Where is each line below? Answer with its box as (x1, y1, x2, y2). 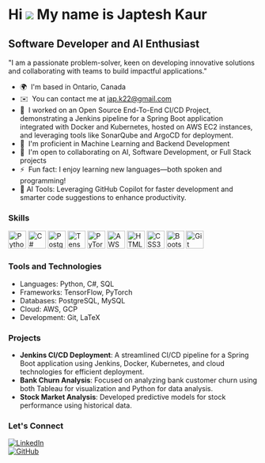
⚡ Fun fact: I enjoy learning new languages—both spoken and (19, 164, 222, 174)
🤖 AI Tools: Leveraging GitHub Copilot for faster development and (19, 184, 233, 194)
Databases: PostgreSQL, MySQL (19, 295, 126, 305)
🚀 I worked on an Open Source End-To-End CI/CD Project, (19, 105, 211, 115)
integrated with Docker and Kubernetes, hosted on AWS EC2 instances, (19, 122, 253, 131)
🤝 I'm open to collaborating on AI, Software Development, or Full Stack (19, 148, 252, 156)
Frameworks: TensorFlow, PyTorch (19, 287, 133, 297)
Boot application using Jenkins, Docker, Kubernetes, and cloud (19, 358, 225, 368)
